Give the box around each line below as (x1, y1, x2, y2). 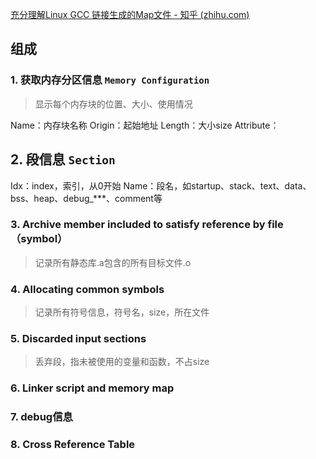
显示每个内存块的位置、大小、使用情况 (34, 98, 193, 110)
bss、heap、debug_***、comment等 (10, 192, 163, 204)
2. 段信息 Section (10, 151, 116, 168)
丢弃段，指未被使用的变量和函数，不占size (34, 356, 210, 368)
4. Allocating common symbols (10, 282, 165, 296)
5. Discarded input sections (10, 332, 147, 346)
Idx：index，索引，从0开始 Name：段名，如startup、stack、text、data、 (10, 179, 312, 192)
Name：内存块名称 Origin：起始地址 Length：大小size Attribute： (10, 119, 280, 131)
